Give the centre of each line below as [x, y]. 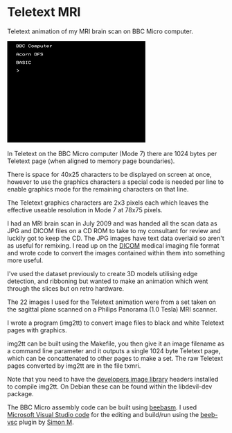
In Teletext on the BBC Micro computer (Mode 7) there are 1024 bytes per [112, 153]
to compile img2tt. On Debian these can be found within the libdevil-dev [110, 387]
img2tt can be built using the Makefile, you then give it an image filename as [116, 343]
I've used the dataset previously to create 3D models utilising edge [102, 273]
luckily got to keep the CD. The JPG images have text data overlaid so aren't [116, 238]
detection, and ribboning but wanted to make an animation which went [108, 281]
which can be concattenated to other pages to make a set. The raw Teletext [115, 358]
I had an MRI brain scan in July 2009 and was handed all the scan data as [112, 223]
